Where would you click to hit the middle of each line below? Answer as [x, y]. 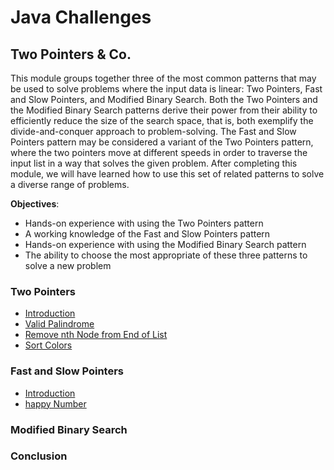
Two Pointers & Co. [71, 54]
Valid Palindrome [59, 324]
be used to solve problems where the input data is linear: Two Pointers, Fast [166, 89]
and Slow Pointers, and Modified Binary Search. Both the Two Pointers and [164, 99]
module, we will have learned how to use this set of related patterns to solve [167, 174]
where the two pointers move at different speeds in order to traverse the [159, 152]
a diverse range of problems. [70, 184]
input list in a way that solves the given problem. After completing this [154, 163]
